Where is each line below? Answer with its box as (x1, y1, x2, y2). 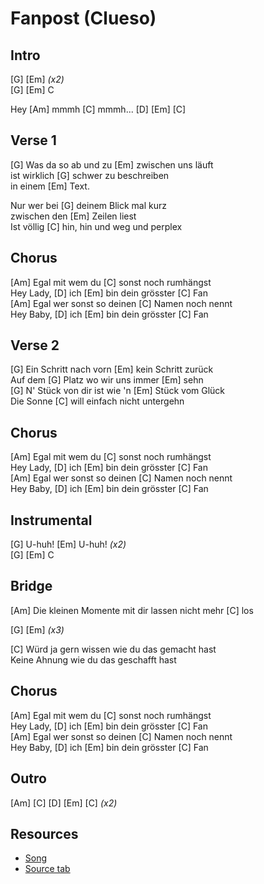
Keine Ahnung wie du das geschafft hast (10, 653, 177, 666)
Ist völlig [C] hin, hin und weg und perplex (10, 220, 183, 232)
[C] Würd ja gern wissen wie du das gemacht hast (10, 643, 217, 655)
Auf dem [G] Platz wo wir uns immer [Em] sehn (10, 374, 204, 386)
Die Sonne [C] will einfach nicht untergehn (10, 395, 185, 407)
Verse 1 (10, 132, 57, 149)
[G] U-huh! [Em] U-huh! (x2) (10, 538, 127, 551)
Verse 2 (10, 337, 60, 354)
